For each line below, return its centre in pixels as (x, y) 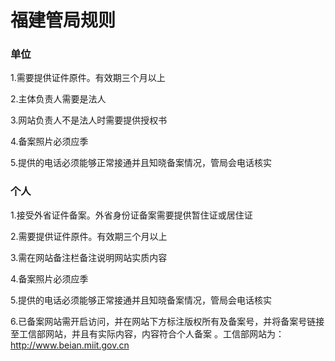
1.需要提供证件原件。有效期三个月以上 (88, 78)
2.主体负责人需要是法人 (58, 99)
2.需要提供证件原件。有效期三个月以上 (89, 236)
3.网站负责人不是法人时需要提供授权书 (89, 120)
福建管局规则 (63, 20)
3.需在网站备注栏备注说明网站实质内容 (89, 257)
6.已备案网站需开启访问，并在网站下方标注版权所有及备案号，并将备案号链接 (167, 321)
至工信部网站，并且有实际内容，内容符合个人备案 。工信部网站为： (147, 333)
